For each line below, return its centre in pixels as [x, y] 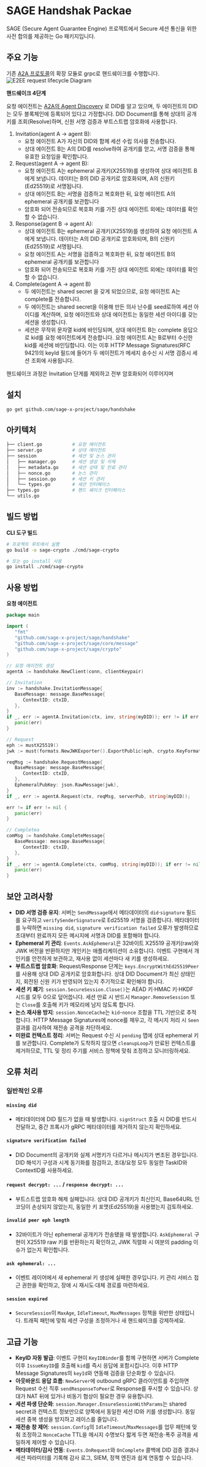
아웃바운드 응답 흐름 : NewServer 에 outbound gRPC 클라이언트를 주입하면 [102, 1381]
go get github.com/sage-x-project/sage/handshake [71, 409]
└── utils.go [23, 496]
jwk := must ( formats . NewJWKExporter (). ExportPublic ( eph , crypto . [91, 751]
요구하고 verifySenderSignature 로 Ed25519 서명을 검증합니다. [97, 920]
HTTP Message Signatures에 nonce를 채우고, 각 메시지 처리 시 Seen [116, 1020]
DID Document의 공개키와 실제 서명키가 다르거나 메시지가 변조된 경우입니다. [106, 1155]
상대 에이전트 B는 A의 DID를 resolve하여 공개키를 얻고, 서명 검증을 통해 [109, 149]
